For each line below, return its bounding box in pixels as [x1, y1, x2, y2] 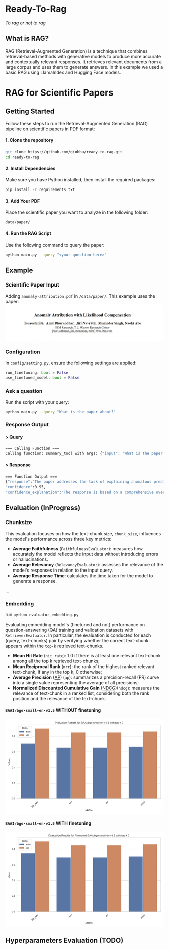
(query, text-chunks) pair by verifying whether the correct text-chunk [5, 638, 149, 644]
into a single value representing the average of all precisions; [12, 680, 139, 686]
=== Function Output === [5, 473, 57, 479]
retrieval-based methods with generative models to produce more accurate [5, 53, 161, 59]
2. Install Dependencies [5, 165, 56, 172]
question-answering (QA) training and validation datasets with [5, 627, 134, 633]
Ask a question [5, 388, 43, 395]
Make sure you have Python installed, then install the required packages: [5, 176, 156, 182]
